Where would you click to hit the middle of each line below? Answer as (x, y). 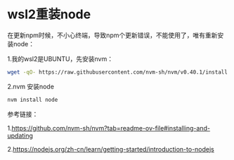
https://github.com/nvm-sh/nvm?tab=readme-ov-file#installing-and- (111, 128)
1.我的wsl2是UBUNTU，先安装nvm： (60, 59)
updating (20, 135)
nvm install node (33, 100)
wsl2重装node (49, 14)
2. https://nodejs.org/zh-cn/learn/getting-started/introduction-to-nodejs (111, 149)
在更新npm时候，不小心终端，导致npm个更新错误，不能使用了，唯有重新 (112, 35)
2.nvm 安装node (31, 86)
